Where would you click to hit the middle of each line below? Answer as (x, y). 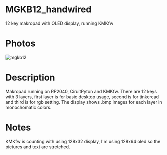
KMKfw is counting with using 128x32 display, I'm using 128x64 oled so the (83, 141)
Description (30, 77)
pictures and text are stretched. (38, 147)
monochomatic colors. (28, 107)
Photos (20, 43)
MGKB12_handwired (48, 9)
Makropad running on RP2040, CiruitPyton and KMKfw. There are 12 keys (81, 91)
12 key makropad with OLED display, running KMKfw (59, 23)
